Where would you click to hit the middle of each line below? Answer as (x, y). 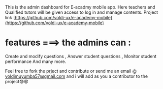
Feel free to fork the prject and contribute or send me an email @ (71, 71)
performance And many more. (36, 61)
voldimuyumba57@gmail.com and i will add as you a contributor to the (77, 76)
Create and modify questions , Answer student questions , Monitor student (81, 56)
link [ (10, 17)
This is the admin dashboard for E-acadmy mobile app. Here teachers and (80, 7)
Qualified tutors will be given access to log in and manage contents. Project (82, 12)
